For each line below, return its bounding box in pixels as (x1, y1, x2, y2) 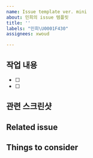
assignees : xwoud (6, 31, 50, 37)
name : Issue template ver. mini (6, 8, 87, 15)
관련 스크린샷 (6, 101, 52, 111)
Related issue (6, 122, 58, 132)
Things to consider (6, 142, 79, 153)
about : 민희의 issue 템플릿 (6, 14, 69, 20)
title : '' (6, 20, 31, 26)
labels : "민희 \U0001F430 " (6, 25, 69, 32)
